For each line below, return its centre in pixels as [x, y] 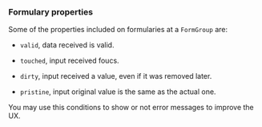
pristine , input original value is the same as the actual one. [118, 92]
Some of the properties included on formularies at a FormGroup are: [118, 30]
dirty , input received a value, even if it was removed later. [116, 76]
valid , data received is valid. [67, 45]
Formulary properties [51, 12]
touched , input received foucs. [69, 61]
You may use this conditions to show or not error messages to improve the [131, 108]
